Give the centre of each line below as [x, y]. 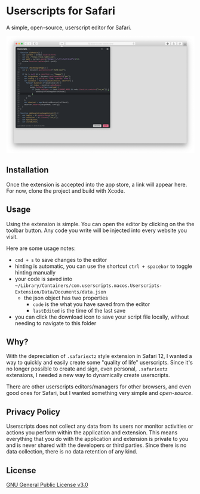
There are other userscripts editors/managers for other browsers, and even [99, 387]
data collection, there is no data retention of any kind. [72, 452]
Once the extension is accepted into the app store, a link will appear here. [97, 184]
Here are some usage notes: [41, 248]
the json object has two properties [66, 298]
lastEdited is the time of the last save [79, 310]
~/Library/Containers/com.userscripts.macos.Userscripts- [88, 285]
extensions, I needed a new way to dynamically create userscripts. [88, 375]
